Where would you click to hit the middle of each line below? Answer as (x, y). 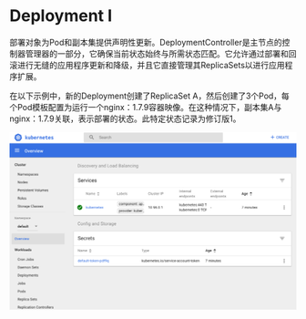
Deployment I (61, 16)
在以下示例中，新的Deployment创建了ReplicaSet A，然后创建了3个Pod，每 (149, 96)
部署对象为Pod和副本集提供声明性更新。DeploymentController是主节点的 (146, 42)
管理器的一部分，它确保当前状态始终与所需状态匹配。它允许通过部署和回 (161, 53)
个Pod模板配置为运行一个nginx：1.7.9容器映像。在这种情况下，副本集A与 (146, 107)
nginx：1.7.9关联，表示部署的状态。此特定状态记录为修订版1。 (125, 118)
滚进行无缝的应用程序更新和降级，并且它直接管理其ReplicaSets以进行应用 (147, 65)
